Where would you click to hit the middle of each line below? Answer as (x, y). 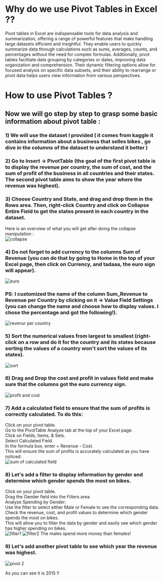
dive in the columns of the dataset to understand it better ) (77, 148)
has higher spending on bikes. (36, 529)
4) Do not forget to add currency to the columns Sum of (73, 252)
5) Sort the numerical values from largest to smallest (69, 336)
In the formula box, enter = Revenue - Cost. (49, 446)
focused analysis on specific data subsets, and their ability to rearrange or (81, 70)
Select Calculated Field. (29, 441)
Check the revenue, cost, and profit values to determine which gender (77, 513)
